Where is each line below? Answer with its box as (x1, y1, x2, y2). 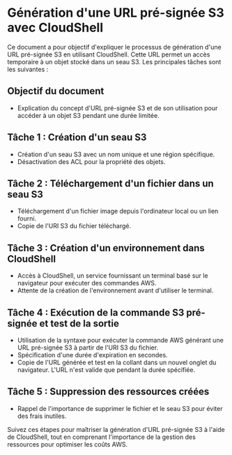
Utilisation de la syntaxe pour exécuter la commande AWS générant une (17, 336, 224, 344)
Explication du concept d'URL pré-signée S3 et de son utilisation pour (17, 103, 218, 112)
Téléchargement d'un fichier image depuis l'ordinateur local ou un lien (17, 207, 219, 216)
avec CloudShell (7, 20, 104, 36)
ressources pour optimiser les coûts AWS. (7, 440, 127, 448)
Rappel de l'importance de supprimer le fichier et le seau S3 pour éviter (17, 404, 223, 412)
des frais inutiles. (17, 412, 67, 420)
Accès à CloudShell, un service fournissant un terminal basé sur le (17, 271, 208, 280)
